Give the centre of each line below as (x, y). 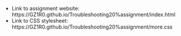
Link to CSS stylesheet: (40, 21)
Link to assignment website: (46, 8)
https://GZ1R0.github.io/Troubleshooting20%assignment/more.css (92, 27)
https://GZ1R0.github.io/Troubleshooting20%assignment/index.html (93, 15)
